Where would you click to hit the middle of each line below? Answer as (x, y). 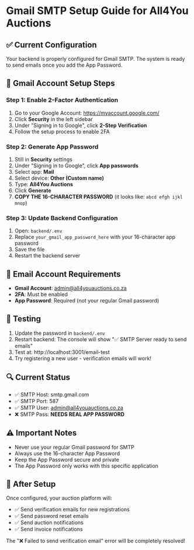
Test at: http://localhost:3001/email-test (62, 352)
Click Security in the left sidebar (53, 119)
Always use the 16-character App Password (67, 453)
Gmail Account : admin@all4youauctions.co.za (70, 288)
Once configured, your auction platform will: (59, 498)
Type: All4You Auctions (44, 184)
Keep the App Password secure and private (67, 459)
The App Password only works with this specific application (86, 466)
